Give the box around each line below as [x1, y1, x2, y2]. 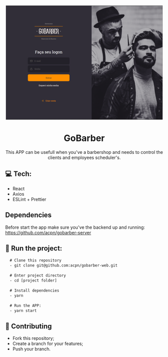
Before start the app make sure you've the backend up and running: [5, 224, 145, 230]
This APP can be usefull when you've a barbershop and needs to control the [5, 149, 163, 155]
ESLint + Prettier [12, 196, 47, 202]
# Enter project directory [10, 273, 66, 278]
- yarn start [10, 308, 37, 313]
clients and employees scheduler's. [47, 154, 121, 160]
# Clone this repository [10, 258, 62, 263]
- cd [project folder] [10, 278, 57, 283]
